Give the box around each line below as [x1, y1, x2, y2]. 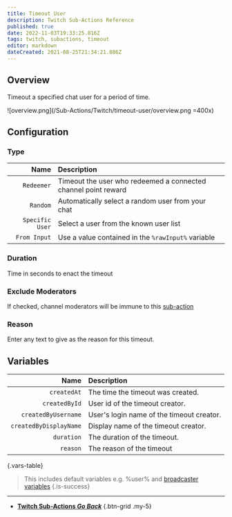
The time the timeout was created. [88, 388, 199, 397]
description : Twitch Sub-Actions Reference [7, 17, 135, 24]
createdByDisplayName [10, 422, 81, 430]
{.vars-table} [7, 462, 43, 470]
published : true [7, 23, 54, 30]
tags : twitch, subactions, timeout [7, 36, 110, 43]
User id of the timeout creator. [88, 399, 186, 408]
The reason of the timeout [88, 444, 173, 453]
